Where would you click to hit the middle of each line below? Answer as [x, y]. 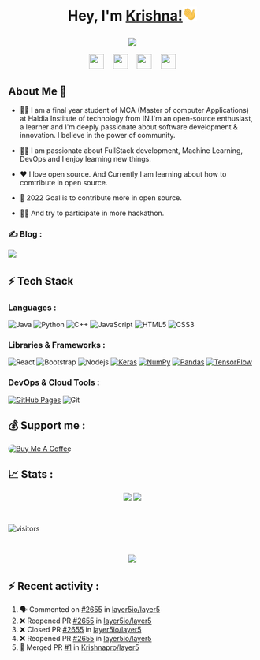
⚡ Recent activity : [54, 586]
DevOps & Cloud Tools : [54, 382]
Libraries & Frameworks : [57, 345]
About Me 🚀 [37, 91]
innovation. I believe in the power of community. [97, 136]
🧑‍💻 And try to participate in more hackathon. [92, 213]
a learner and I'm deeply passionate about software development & [128, 127]
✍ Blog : [25, 234]
